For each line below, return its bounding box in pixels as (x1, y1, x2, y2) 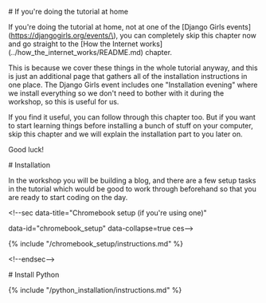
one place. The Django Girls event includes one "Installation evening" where (8, 80, 258, 89)
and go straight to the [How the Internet (8, 39, 139, 49)
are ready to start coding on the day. (8, 193, 128, 202)
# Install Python (8, 270, 60, 279)
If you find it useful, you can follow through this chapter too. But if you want (8, 112, 256, 122)
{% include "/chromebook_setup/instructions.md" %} (8, 239, 184, 248)
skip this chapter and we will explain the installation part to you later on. (8, 129, 243, 139)
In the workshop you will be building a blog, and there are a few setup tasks (8, 175, 256, 185)
